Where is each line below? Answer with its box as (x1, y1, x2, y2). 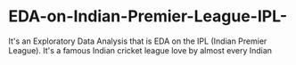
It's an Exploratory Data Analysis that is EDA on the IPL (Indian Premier (8, 36, 267, 46)
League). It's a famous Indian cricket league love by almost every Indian (8, 45, 273, 55)
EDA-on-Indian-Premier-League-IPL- (8, 6, 287, 27)
